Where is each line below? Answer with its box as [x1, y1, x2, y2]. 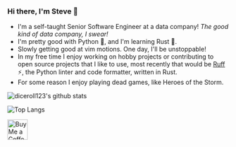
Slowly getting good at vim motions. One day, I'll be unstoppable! [17, 45, 206, 54]
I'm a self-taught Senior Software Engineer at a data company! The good [17, 23, 229, 31]
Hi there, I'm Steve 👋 [7, 6, 79, 16]
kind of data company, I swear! [17, 30, 108, 38]
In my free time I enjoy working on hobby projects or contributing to [17, 52, 214, 61]
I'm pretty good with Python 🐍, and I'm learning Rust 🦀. [17, 37, 178, 46]
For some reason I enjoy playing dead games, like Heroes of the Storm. [17, 78, 224, 87]
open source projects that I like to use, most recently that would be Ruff [17, 60, 225, 69]
